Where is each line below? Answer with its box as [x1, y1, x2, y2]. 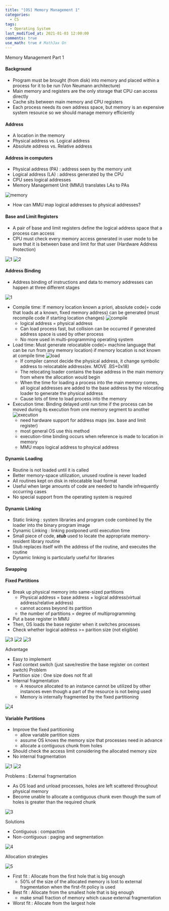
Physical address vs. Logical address [12, 138, 90, 144]
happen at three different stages [12, 284, 80, 290]
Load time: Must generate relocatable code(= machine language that [12, 342, 156, 348]
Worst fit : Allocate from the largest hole [12, 900, 96, 906]
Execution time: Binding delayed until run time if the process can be [12, 401, 153, 407]
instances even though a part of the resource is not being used [20, 688, 151, 695]
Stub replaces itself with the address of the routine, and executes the [12, 543, 156, 550]
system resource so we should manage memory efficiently [12, 110, 135, 116]
